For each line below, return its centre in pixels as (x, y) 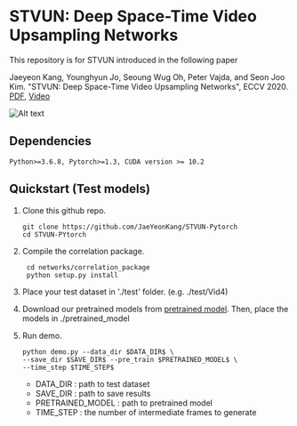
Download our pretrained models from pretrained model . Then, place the (155, 309)
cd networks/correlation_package (88, 267)
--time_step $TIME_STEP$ (68, 367)
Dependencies (50, 141)
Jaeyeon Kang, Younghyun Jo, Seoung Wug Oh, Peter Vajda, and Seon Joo (147, 76)
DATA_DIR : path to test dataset (92, 383)
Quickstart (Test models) (80, 189)
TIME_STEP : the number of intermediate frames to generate (146, 412)
